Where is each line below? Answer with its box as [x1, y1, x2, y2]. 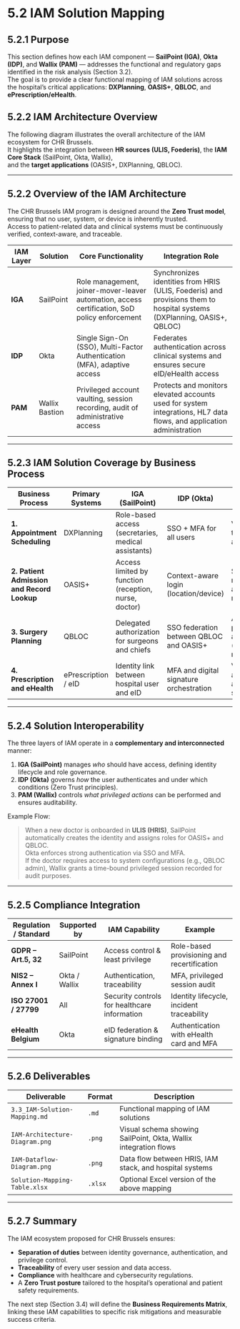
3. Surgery [11, 627, 48, 637]
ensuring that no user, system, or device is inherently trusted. [7, 214, 188, 223]
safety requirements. [17, 1285, 79, 1295]
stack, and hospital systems [119, 1162, 213, 1172]
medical [115, 537, 143, 547]
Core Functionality [79, 251, 144, 261]
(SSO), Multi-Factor [76, 342, 144, 352]
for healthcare [104, 1000, 151, 1010]
